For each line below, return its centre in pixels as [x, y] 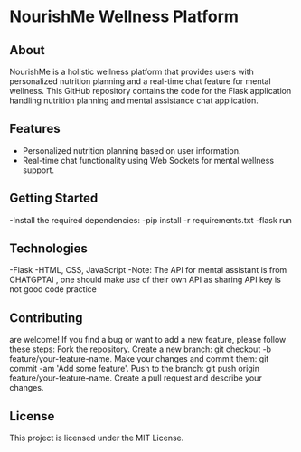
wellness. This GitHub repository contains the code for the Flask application [150, 91]
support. [38, 170]
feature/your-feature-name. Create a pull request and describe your [136, 378]
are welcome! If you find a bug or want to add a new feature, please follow [148, 340]
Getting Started [54, 198]
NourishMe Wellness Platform [124, 17]
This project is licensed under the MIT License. [97, 438]
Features [35, 129]
